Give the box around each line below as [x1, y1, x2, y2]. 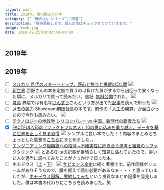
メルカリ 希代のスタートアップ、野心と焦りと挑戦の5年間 [12, 81, 128, 87]
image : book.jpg [5, 25, 38, 30]
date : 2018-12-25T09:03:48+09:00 [5, 30, 73, 35]
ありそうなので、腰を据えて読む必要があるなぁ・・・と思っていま [25, 167, 158, 173]
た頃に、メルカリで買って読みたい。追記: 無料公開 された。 [12, 94, 131, 99]
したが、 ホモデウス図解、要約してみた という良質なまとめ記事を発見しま [12, 173, 158, 179]
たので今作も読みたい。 [12, 112, 60, 118]
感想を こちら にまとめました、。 [33, 137, 96, 142]
